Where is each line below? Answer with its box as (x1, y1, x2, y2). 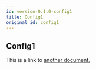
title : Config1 (6, 14, 44, 20)
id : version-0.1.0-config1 (6, 8, 72, 15)
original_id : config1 (6, 19, 59, 25)
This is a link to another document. (6, 57, 90, 64)
